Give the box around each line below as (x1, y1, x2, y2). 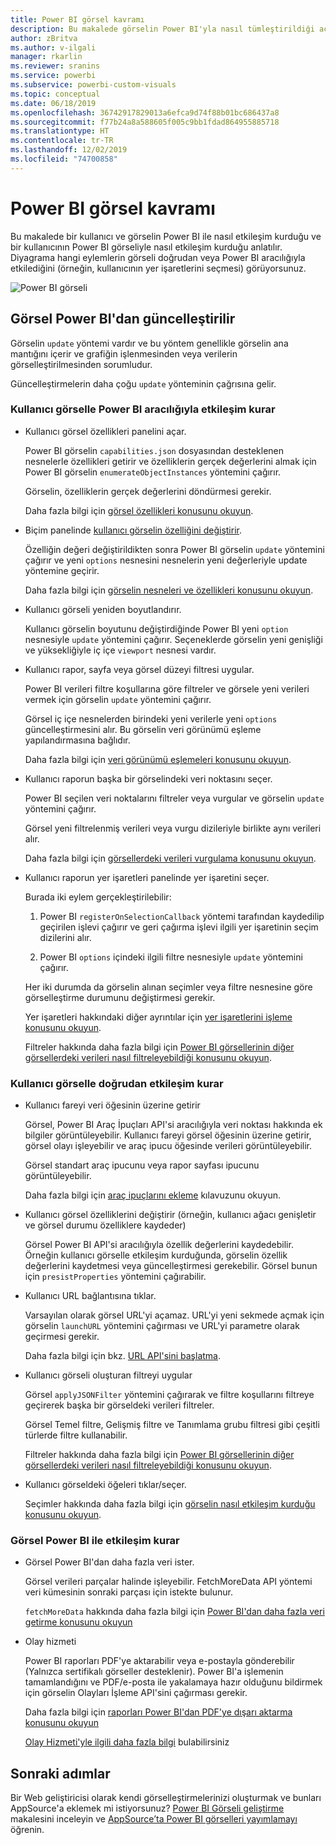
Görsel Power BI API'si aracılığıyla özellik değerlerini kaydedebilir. (24, 1239, 294, 1251)
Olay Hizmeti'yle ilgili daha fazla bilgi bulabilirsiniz (24, 1736, 230, 1748)
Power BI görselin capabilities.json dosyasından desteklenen (24, 444, 285, 456)
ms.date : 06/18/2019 (10, 98, 97, 108)
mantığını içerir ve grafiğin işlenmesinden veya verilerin (10, 347, 238, 360)
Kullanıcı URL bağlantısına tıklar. (24, 1290, 157, 1302)
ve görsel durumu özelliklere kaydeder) (24, 1219, 187, 1231)
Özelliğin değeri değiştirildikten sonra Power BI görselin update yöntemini (24, 543, 325, 555)
